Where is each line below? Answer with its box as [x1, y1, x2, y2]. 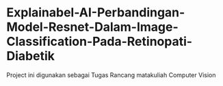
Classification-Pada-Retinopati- [6, 34, 193, 49]
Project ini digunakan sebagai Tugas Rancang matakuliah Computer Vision [6, 70, 216, 79]
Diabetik [6, 48, 55, 64]
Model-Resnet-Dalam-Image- [6, 19, 179, 35]
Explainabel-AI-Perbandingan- [6, 5, 185, 20]
